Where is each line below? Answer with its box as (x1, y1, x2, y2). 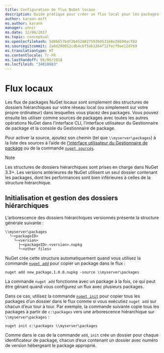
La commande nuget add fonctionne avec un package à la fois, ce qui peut (5, 278, 156, 284)
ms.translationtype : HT (5, 48, 54, 53)
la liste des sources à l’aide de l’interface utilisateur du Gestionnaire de (5, 140, 148, 146)
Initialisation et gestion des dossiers (5, 194, 118, 202)
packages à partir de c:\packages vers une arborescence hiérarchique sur (5, 308, 155, 314)
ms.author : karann (5, 21, 43, 26)
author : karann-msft (5, 16, 48, 21)
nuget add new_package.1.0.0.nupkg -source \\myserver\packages (5, 270, 139, 275)
